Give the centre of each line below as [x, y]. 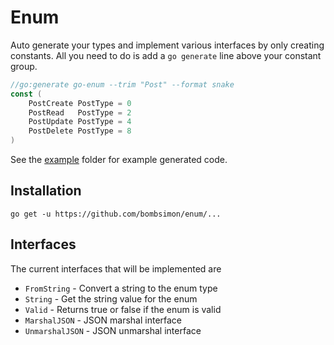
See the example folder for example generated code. [119, 160]
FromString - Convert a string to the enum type [121, 288]
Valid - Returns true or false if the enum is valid [123, 309]
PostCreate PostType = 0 [80, 103]
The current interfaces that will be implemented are [116, 268]
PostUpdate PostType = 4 [80, 122]
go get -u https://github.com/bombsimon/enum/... [116, 214]
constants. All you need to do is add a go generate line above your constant [166, 55]
